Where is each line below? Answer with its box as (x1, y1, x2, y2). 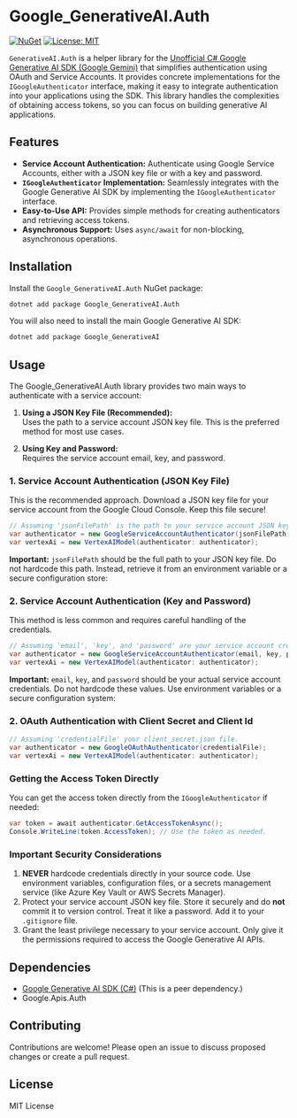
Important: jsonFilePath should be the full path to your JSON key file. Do (9, 554, 277, 565)
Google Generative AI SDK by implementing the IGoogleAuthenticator (21, 186, 277, 197)
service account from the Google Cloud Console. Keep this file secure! (9, 505, 267, 515)
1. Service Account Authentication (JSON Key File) (9, 475, 230, 488)
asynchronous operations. (21, 233, 118, 244)
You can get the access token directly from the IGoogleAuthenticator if (9, 792, 268, 803)
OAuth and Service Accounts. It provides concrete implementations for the (9, 71, 281, 81)
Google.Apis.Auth (21, 993, 87, 1004)
